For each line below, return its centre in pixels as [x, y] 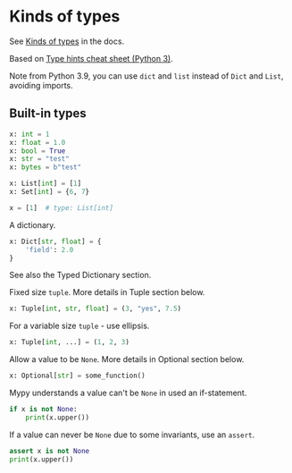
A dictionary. [33, 224]
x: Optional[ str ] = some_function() [77, 376]
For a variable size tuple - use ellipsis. [79, 326]
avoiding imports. [41, 85]
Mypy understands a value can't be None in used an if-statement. [128, 393]
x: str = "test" [39, 159]
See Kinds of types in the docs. [67, 41]
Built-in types [48, 114]
